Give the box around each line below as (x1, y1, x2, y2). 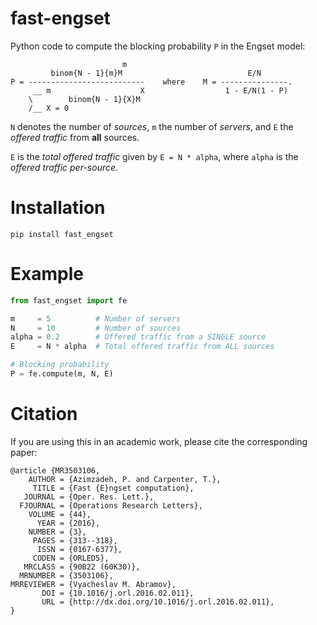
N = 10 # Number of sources (10, 323, 182, 333)
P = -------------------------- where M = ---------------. (10, 77, 293, 87)
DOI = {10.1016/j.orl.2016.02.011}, (41, 588, 195, 598)
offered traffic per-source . (10, 161, 119, 173)
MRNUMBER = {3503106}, (19, 570, 114, 581)
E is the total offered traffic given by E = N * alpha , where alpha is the (10, 150, 299, 162)
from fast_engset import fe (10, 295, 128, 306)
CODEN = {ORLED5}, (32, 553, 110, 563)
